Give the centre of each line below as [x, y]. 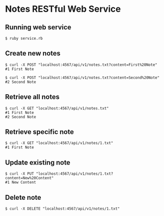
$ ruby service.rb [24, 38]
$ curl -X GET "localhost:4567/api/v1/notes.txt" [57, 108]
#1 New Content [21, 183]
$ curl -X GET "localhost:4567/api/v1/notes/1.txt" [59, 143]
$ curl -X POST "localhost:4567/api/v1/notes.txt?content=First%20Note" [81, 65]
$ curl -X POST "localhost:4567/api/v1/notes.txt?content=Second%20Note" [82, 78]
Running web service [38, 27]
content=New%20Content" [30, 178]
